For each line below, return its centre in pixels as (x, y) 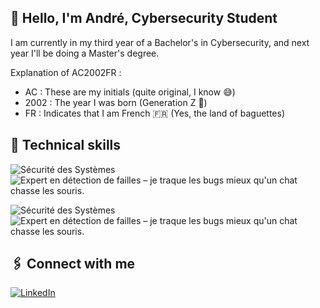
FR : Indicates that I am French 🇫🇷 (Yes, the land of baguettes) (154, 113)
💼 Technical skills (66, 145)
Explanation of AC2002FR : (66, 72)
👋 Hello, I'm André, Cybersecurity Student (144, 18)
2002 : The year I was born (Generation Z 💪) (116, 102)
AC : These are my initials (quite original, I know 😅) (130, 92)
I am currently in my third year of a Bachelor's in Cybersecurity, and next (160, 42)
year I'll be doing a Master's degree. (85, 53)
